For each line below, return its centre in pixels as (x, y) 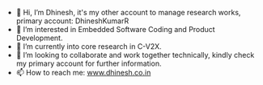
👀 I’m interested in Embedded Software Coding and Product (116, 29)
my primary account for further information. (89, 63)
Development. (39, 38)
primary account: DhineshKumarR (72, 21)
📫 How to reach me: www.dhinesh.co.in (83, 73)
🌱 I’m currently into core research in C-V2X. (89, 47)
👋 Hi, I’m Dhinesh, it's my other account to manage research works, (128, 12)
